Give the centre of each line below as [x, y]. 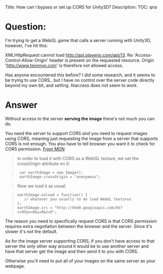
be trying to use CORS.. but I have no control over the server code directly [80, 80]
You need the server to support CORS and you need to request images [76, 133]
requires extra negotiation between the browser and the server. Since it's [79, 226]
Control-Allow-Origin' [27, 60]
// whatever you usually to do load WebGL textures [78, 199]
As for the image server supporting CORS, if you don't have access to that [80, 241]
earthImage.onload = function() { [52, 195]
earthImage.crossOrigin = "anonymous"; [60, 177]
